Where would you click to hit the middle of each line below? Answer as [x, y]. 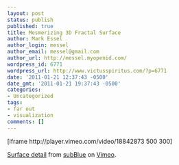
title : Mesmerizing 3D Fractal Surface [64, 33]
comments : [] [26, 122]
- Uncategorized [30, 97]
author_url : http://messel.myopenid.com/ [67, 58]
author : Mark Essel [35, 39]
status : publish [30, 20]
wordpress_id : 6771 [35, 64]
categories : [24, 90]
